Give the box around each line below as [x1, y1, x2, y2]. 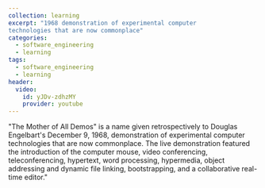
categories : [8, 33, 48, 42]
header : [8, 78, 34, 86]
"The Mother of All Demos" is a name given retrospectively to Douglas [8, 122, 238, 132]
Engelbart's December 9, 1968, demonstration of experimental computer [8, 130, 246, 140]
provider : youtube [22, 100, 83, 108]
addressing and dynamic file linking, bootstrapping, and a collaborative [8, 164, 240, 174]
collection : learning [8, 11, 80, 20]
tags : [8, 56, 26, 64]
